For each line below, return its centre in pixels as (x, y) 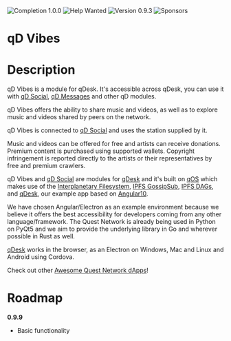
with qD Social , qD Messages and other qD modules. (82, 96)
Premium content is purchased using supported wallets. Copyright (101, 151)
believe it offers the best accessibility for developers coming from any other (114, 214)
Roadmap (35, 298)
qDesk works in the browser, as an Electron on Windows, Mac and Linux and (115, 250)
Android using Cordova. (41, 257)
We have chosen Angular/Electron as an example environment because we (113, 207)
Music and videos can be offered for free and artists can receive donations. (114, 144)
